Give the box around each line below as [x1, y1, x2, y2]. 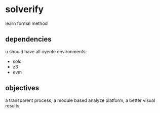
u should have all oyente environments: [5, 48, 87, 54]
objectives [5, 84, 39, 92]
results [5, 102, 20, 108]
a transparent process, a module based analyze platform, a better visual [5, 97, 155, 103]
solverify [5, 4, 44, 15]
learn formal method [5, 20, 48, 26]
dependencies [5, 35, 52, 44]
